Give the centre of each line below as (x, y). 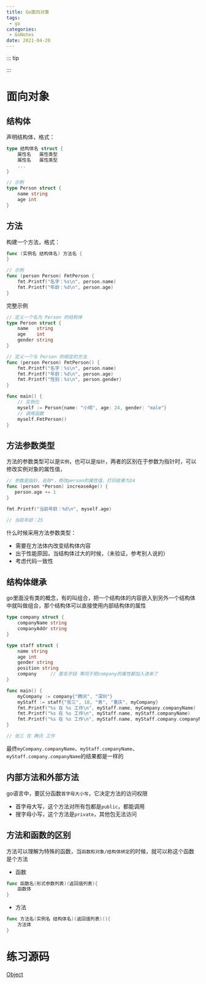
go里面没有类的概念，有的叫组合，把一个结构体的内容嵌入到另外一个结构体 (101, 598)
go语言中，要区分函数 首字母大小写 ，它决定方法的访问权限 (77, 793)
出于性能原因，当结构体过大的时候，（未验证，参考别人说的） (92, 553)
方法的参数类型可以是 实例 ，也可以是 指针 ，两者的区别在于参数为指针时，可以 (101, 461)
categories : (21, 29)
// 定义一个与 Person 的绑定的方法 (47, 356)
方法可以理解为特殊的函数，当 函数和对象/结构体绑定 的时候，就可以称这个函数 (101, 851)
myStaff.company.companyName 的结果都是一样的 (65, 756)
